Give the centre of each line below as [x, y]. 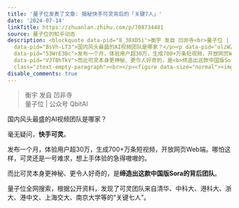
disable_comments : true [43, 73]
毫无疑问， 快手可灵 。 [38, 134]
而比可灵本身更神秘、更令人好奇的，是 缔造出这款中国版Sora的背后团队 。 [114, 173]
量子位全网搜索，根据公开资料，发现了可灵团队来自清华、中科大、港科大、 [116, 188]
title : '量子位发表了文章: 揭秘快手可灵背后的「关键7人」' [85, 14]
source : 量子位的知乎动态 [42, 34]
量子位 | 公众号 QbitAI [56, 103]
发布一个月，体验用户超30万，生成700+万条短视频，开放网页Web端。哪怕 [116, 149]
